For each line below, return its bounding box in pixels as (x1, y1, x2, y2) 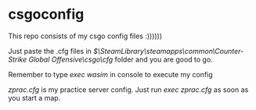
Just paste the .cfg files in (8, 46, 92, 55)
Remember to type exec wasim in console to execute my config (8, 69, 213, 79)
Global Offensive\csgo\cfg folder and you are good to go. (28, 55, 213, 64)
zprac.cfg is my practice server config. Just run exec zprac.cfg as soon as (8, 84, 249, 94)
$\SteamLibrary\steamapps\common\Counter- (93, 46, 244, 55)
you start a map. (8, 93, 61, 102)
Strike (8, 55, 27, 64)
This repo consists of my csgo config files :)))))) (8, 31, 163, 41)
